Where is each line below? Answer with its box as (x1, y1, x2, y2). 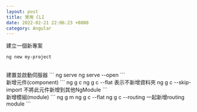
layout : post (6, 8, 39, 15)
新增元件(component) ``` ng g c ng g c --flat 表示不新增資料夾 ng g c (6, 79, 173, 86)
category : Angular (6, 25, 52, 31)
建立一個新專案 (6, 42, 43, 49)
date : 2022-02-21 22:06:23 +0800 (6, 20, 89, 25)
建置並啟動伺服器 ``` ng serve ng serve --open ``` (6, 72, 126, 79)
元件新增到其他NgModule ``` (39, 87, 108, 94)
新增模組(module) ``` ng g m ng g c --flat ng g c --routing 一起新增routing (6, 94, 185, 101)
